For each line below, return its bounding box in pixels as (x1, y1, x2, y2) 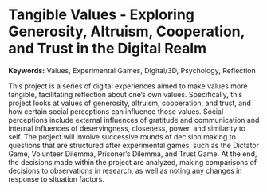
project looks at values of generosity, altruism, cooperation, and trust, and (8, 98, 251, 108)
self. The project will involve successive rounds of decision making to (8, 131, 237, 141)
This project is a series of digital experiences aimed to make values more (8, 81, 248, 91)
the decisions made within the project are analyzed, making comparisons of (8, 157, 257, 167)
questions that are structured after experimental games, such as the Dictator (8, 140, 259, 150)
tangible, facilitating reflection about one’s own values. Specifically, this (8, 89, 243, 99)
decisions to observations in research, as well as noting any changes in (8, 166, 242, 175)
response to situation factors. (8, 174, 105, 184)
